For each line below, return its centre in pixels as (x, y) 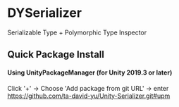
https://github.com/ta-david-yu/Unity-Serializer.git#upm (89, 96)
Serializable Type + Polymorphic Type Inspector (77, 32)
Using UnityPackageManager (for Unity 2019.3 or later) (90, 73)
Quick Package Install (56, 55)
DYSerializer (45, 13)
